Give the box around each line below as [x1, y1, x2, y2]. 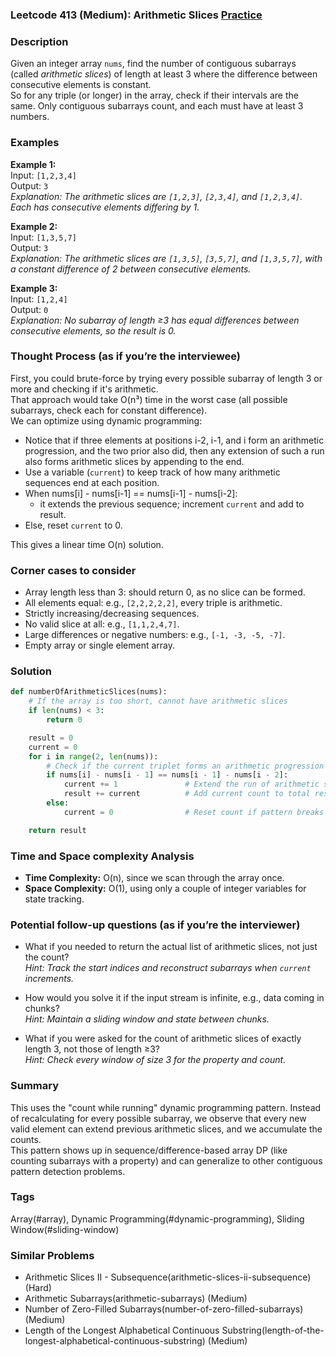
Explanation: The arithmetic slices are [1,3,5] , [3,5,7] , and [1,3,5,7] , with [10, 252, 323, 264]
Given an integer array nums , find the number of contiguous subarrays [10, 58, 297, 70]
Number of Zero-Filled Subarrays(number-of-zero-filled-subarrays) [24, 1303, 304, 1315]
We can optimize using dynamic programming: [10, 414, 203, 427]
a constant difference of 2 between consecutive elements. [10, 263, 252, 275]
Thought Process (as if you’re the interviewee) [10, 349, 242, 363]
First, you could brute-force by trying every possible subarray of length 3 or [10, 372, 323, 384]
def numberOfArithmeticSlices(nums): [10, 687, 168, 697]
